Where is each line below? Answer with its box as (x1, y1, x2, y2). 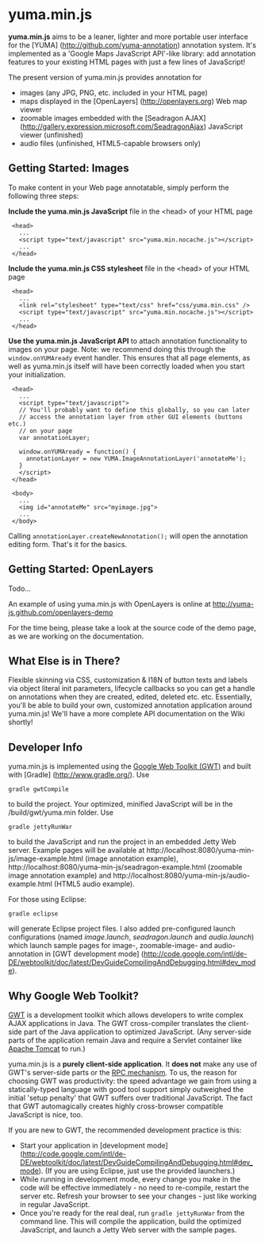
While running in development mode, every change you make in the (19, 1174, 241, 1184)
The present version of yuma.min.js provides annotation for (8, 72, 202, 82)
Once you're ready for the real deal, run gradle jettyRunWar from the (19, 1209, 245, 1217)
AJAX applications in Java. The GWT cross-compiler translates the (8, 1019, 227, 1028)
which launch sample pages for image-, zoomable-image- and (8, 941, 213, 951)
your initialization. (8, 369, 66, 379)
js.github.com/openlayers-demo (8, 607, 113, 617)
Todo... (8, 584, 32, 593)
